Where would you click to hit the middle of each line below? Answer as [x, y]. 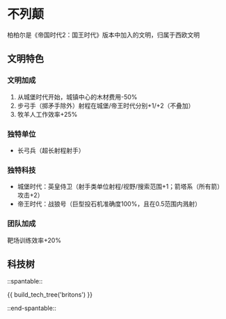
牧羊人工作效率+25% [47, 114]
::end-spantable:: [32, 308]
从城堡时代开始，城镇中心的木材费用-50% [77, 97]
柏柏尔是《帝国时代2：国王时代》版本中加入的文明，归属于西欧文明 [104, 35]
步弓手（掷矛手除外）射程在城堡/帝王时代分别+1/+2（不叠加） [106, 106]
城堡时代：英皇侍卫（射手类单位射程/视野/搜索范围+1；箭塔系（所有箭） [120, 187]
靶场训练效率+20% [34, 240]
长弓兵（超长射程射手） [51, 150]
